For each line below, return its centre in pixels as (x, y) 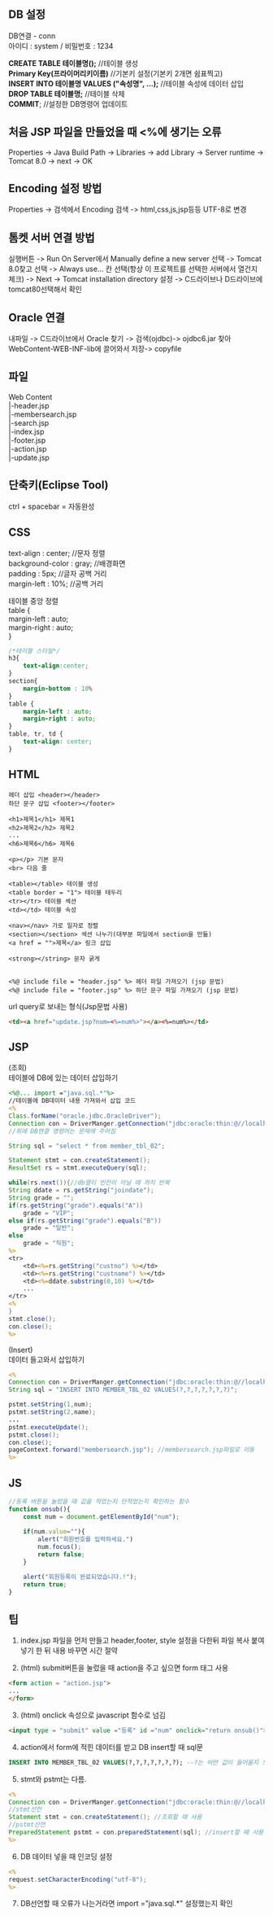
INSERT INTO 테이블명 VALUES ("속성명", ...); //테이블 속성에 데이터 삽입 (126, 83)
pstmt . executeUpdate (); (49, 1427)
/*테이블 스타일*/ (35, 651)
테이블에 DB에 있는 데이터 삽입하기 (63, 1078)
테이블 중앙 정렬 (34, 601)
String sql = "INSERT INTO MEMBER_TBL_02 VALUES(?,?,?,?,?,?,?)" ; (123, 1390)
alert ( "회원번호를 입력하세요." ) (86, 1540)
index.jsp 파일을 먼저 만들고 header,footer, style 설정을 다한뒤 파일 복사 (135, 1640)
